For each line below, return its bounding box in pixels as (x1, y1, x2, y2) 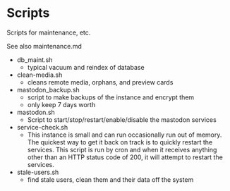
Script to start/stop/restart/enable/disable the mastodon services (27, 115, 217, 124)
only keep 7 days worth (27, 100, 96, 109)
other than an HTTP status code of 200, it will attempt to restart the (27, 153, 223, 161)
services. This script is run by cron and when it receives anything (27, 145, 217, 154)
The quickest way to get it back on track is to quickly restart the (27, 137, 213, 146)
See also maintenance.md (6, 42, 83, 50)
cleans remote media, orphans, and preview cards (27, 78, 174, 86)
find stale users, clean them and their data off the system (27, 175, 194, 184)
